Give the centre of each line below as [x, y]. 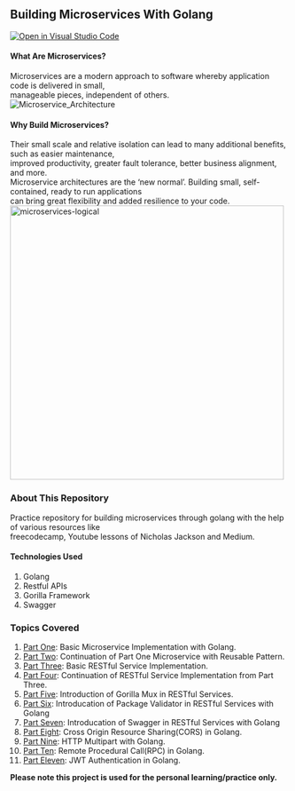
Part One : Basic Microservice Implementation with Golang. [129, 647]
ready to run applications [97, 192]
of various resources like [55, 526]
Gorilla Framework [56, 595]
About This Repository [60, 498]
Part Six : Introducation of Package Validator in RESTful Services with [148, 704]
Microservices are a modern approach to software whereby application [140, 76]
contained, [30, 192]
